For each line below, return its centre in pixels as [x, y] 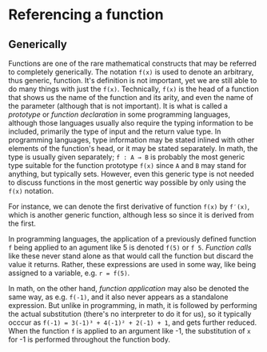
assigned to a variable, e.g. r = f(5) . [69, 273]
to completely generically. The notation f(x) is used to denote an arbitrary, [131, 72]
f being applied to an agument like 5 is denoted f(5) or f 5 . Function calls [130, 247]
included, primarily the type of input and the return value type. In [115, 131]
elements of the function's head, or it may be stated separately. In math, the [133, 148]
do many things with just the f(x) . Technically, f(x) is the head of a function [134, 89]
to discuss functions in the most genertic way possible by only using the [127, 182]
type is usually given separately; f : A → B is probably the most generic [127, 157]
